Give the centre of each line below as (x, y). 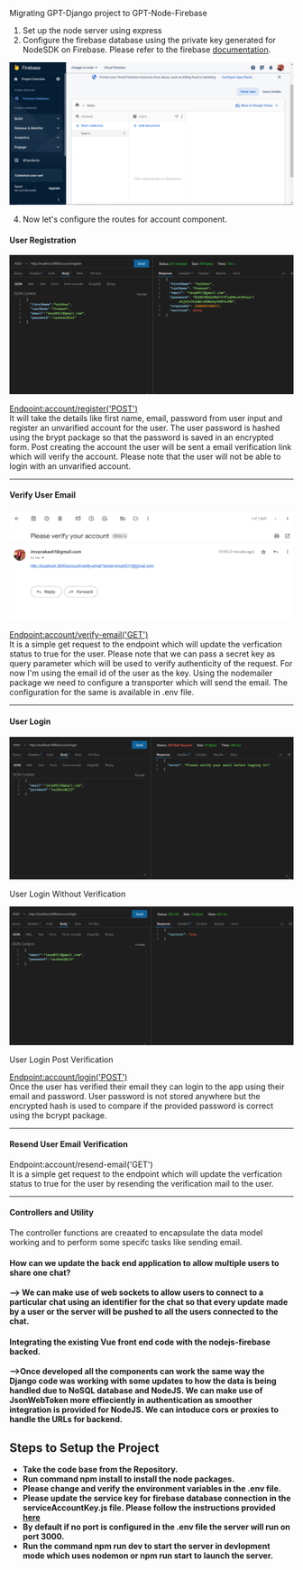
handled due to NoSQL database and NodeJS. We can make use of (136, 1391)
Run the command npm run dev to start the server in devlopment (146, 1547)
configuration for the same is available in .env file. (102, 693)
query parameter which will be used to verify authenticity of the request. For (151, 664)
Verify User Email (43, 495)
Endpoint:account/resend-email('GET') (81, 1164)
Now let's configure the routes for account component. (125, 219)
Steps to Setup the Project (84, 1448)
